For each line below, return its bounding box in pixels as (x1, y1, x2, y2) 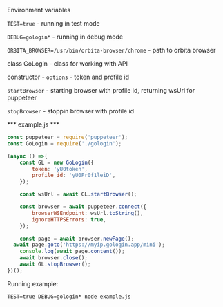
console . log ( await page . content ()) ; (19, 248, 126, 255)
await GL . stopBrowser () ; (19, 261, 91, 268)
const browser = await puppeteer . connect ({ (19, 203, 147, 210)
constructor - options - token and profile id (7, 73, 130, 81)
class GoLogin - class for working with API (7, 59, 128, 68)
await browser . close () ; (19, 254, 88, 261)
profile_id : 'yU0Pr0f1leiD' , (32, 172, 116, 179)
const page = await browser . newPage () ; (19, 235, 135, 242)
